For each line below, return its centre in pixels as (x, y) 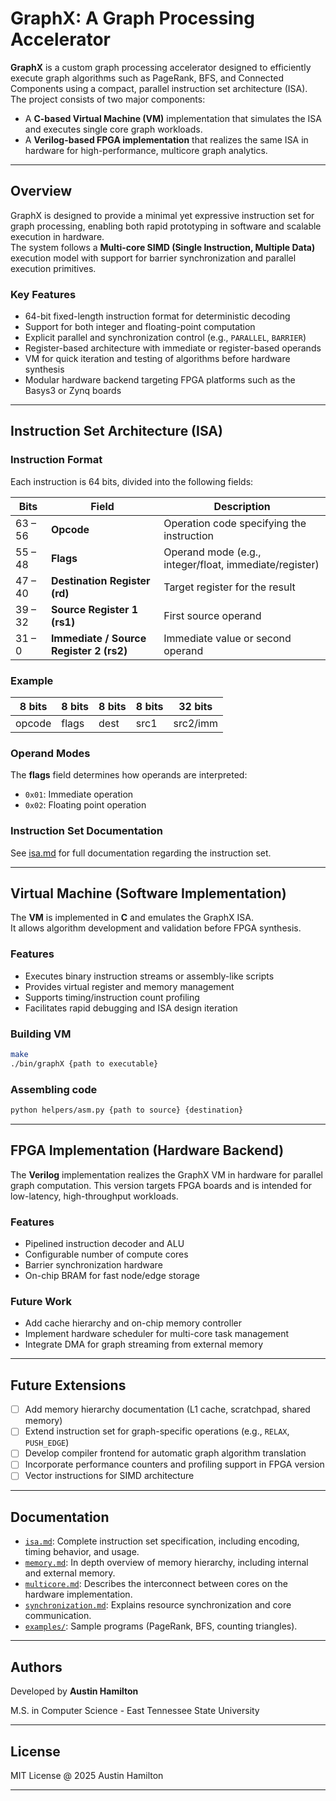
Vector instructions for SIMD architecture (109, 1476)
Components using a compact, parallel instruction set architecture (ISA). (159, 88)
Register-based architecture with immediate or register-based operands (173, 348)
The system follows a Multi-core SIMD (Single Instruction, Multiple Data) (163, 247)
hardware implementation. (78, 1594)
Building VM (41, 1034)
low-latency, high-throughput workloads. (94, 1196)
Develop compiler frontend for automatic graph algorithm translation (165, 1453)
